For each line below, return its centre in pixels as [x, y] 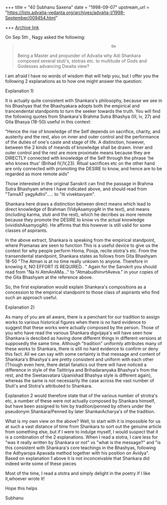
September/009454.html [30, 18]
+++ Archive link [22, 27]
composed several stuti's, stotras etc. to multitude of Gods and [82, 61]
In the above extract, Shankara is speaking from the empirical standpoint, [81, 240]
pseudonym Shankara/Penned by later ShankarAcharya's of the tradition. [80, 411]
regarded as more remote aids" [37, 174]
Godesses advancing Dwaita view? [53, 66]
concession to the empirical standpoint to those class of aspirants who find [82, 292]
